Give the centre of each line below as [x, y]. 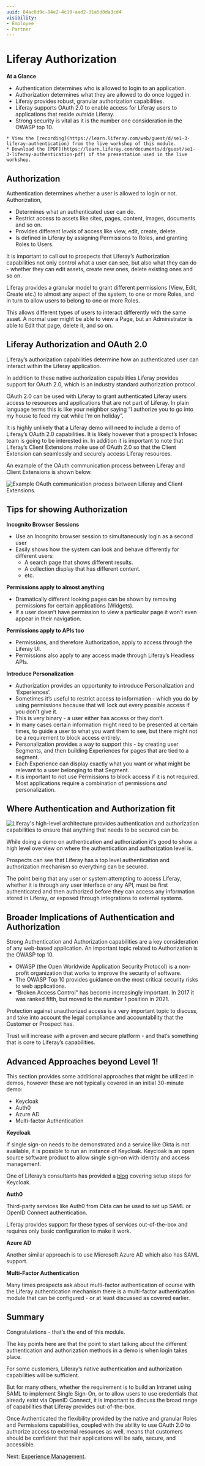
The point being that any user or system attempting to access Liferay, [94, 879]
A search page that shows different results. [79, 562]
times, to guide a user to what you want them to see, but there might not [106, 731]
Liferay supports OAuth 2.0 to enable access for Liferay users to [96, 108]
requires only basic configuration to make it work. [69, 1231]
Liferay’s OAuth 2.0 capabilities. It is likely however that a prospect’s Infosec [102, 434]
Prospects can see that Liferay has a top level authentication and [88, 860]
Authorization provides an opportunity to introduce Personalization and [105, 685]
